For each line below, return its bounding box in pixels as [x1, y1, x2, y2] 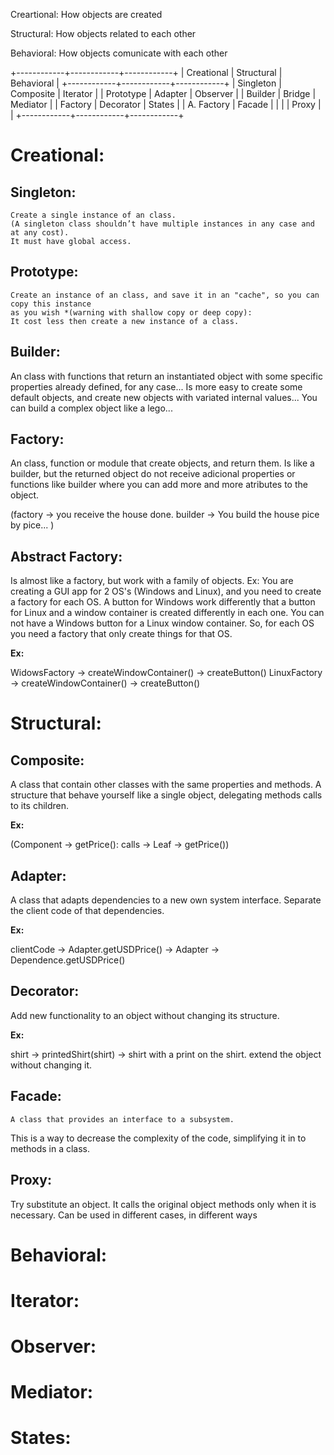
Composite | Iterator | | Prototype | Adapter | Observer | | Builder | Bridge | [10, 88, 317, 99]
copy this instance [10, 299, 92, 309]
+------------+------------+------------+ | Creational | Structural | [10, 67, 283, 78]
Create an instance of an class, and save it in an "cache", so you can [10, 290, 320, 300]
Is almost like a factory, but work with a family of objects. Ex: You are [10, 575, 294, 587]
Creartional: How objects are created [10, 9, 163, 20]
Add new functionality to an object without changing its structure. [10, 1009, 280, 1021]
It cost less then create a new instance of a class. [10, 316, 240, 326]
